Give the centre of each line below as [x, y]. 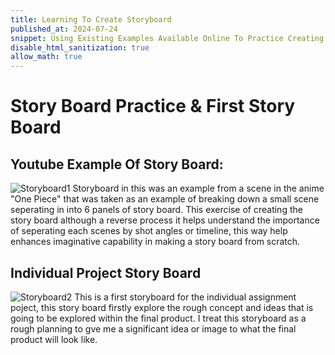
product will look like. [54, 339]
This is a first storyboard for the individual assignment [185, 297]
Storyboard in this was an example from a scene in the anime [198, 188]
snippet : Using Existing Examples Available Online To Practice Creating [167, 38]
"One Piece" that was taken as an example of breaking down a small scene [165, 199]
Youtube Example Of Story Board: [117, 164]
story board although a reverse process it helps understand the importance [165, 220]
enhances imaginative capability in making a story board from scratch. [155, 242]
